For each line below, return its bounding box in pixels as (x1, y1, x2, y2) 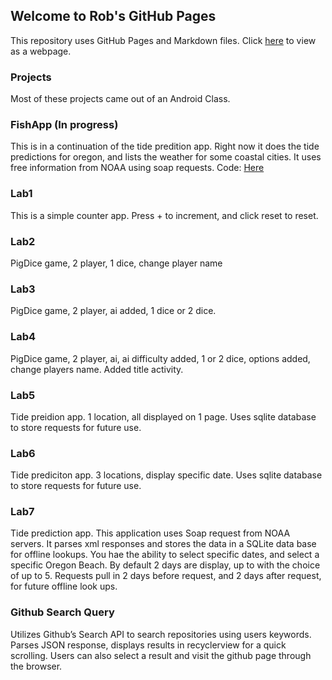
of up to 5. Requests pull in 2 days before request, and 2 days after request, (10, 570, 322, 582)
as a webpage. (10, 45, 72, 57)
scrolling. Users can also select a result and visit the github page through (10, 649, 312, 661)
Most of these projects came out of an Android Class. (10, 93, 231, 105)
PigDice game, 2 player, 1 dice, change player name (10, 257, 223, 269)
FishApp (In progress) (10, 118, 119, 132)
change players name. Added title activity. (10, 363, 184, 375)
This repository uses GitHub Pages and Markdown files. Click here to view (10, 34, 317, 46)
